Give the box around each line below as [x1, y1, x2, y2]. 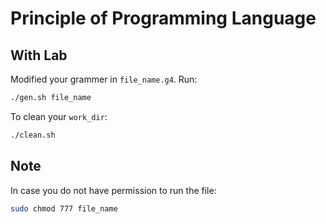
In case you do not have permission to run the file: [10, 184, 217, 196]
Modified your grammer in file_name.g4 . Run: [10, 73, 198, 85]
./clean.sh [10, 130, 56, 140]
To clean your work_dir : [10, 110, 108, 122]
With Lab [10, 47, 68, 64]
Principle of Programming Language [10, 7, 317, 30]
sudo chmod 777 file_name [10, 203, 118, 214]
